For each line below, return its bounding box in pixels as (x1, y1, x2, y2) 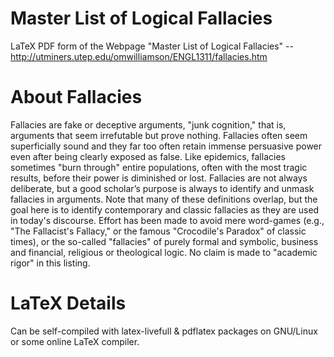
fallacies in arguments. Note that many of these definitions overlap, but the (10, 193, 318, 205)
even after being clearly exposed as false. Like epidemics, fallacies (10, 150, 286, 162)
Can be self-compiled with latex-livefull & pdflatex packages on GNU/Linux (10, 325, 318, 337)
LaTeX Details (10, 292, 127, 315)
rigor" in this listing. (10, 257, 91, 269)
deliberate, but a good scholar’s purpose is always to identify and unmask (10, 182, 315, 194)
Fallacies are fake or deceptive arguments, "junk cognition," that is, (10, 118, 287, 131)
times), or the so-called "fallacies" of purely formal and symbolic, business (10, 235, 319, 247)
